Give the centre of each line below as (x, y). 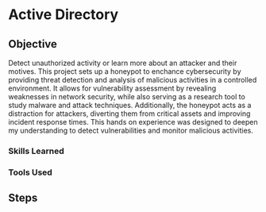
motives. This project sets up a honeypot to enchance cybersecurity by (125, 71)
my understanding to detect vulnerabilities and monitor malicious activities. (131, 130)
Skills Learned (37, 151)
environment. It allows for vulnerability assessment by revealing (112, 88)
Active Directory (64, 15)
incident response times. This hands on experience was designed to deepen (133, 122)
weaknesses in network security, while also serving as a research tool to (127, 96)
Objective (33, 44)
